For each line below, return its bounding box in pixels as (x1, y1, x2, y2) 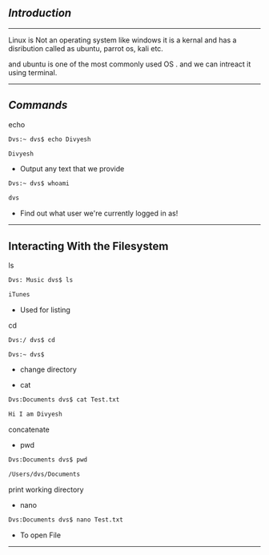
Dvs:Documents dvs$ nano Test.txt (8, 516, 124, 524)
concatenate (8, 424, 50, 435)
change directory (19, 364, 78, 375)
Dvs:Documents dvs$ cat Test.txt (8, 396, 120, 404)
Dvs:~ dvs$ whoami (8, 179, 70, 187)
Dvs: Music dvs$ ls (8, 275, 74, 284)
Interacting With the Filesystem (8, 239, 169, 253)
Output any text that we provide (19, 164, 125, 174)
